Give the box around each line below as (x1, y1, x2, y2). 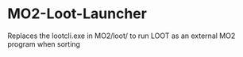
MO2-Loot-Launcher (7, 5, 148, 23)
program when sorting (7, 39, 81, 48)
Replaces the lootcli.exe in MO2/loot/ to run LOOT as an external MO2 (7, 31, 236, 40)
